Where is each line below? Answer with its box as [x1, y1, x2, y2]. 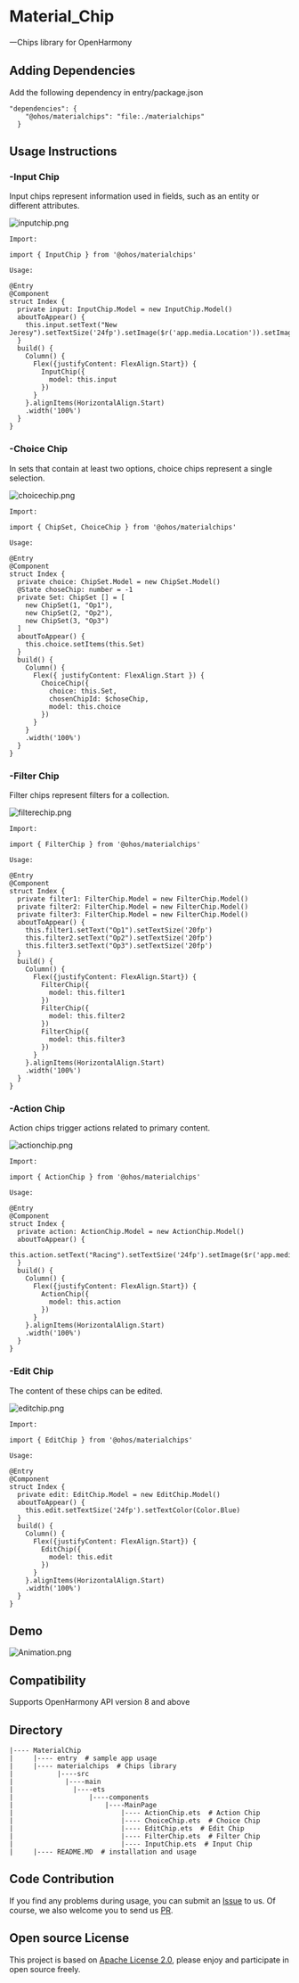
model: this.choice [48, 702, 122, 711]
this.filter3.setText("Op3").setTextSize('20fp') [25, 942, 214, 950]
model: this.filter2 [48, 1012, 125, 1021]
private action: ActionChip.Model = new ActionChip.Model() [17, 1228, 245, 1237]
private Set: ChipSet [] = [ [17, 593, 125, 602]
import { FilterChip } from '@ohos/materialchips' [9, 840, 201, 849]
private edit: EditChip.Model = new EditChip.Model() [17, 1490, 221, 1499]
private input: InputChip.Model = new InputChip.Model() [17, 305, 233, 314]
